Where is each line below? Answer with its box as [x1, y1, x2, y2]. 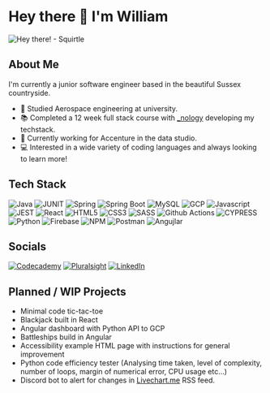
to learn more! [19, 153, 67, 163]
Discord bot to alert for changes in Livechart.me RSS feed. [19, 375, 216, 385]
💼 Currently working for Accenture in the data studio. [19, 133, 197, 143]
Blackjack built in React [19, 315, 99, 325]
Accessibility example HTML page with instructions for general [19, 341, 230, 351]
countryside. [8, 88, 51, 97]
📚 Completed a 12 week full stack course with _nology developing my [19, 113, 255, 123]
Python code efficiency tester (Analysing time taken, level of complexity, [19, 358, 262, 368]
